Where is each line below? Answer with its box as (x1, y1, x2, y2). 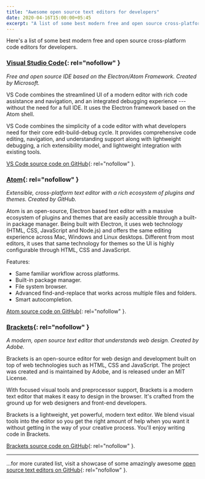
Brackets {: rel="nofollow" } (6, 323, 90, 331)
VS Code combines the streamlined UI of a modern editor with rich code (6, 91, 188, 98)
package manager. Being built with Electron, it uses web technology (12, 220, 183, 228)
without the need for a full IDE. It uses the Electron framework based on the (6, 104, 196, 111)
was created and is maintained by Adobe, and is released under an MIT (6, 368, 185, 375)
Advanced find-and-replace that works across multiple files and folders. (15, 289, 197, 297)
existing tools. (6, 148, 41, 156)
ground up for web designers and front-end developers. (6, 399, 147, 406)
